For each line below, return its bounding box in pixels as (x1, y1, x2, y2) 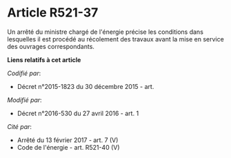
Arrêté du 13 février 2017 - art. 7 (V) (17, 136, 119, 144)
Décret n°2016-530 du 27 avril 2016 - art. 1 (17, 109, 139, 117)
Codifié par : (7, 69, 41, 77)
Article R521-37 (7, 5, 99, 21)
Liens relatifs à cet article (7, 55, 81, 63)
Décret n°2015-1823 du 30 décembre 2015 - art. (17, 82, 154, 90)
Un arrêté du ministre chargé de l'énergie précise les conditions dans (7, 28, 203, 36)
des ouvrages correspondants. (7, 42, 95, 50)
